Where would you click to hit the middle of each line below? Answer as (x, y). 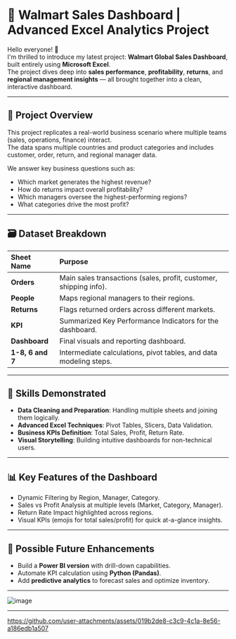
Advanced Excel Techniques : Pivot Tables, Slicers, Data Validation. (115, 426)
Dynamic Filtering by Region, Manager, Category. (88, 498)
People (23, 298)
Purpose (74, 261)
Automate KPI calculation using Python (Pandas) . (89, 573)
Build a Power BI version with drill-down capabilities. (94, 566)
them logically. (38, 418)
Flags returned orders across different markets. (137, 309)
